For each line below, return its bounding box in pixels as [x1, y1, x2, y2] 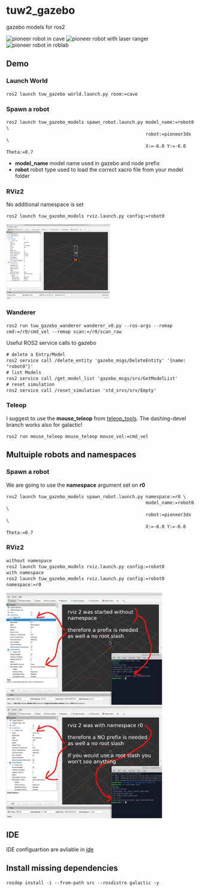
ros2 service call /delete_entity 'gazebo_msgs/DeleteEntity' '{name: [6, 357, 186, 363]
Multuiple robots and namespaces [6, 450, 137, 460]
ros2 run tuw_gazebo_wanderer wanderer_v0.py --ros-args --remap [6, 323, 172, 329]
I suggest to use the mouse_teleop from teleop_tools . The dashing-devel [6, 414, 187, 422]
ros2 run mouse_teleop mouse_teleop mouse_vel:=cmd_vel [6, 433, 149, 439]
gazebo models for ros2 [6, 23, 65, 31]
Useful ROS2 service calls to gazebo [6, 339, 97, 346]
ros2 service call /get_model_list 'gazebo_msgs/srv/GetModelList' [6, 375, 178, 381]
